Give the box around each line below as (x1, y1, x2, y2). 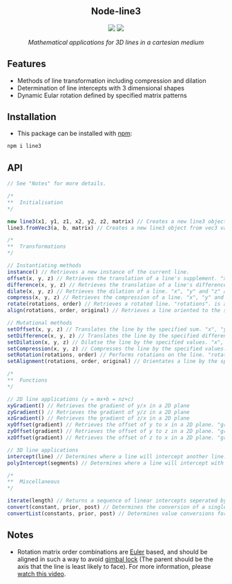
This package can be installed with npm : (17, 129, 133, 137)
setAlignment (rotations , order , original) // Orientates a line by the (7, 358, 217, 365)
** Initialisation (7, 199, 64, 206)
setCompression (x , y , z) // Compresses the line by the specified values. (7, 345, 227, 352)
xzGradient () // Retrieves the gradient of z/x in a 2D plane (7, 415, 190, 422)
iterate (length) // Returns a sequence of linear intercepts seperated (7, 497, 217, 505)
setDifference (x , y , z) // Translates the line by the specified (7, 332, 199, 339)
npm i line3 (7, 143, 41, 150)
